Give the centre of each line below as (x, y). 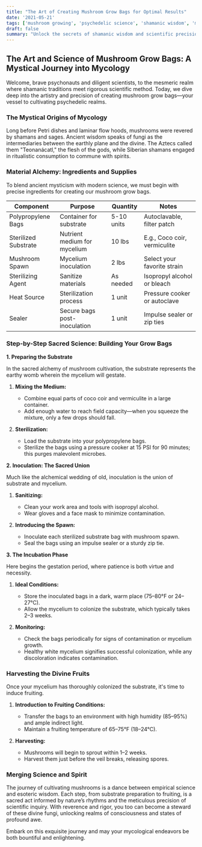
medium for (76, 241)
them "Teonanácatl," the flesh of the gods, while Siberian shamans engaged (100, 150)
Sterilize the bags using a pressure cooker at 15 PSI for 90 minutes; (107, 447)
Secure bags (78, 310)
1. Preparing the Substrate (40, 357)
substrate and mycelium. (37, 483)
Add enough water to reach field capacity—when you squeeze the (106, 411)
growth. (33, 645)
